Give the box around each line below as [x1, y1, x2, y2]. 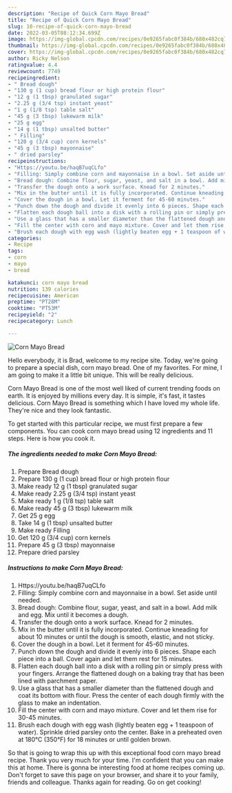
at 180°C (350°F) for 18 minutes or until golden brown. [17, 735, 171, 743]
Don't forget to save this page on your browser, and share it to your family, [8, 770, 219, 779]
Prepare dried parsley [17, 548, 80, 556]
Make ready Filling [17, 526, 71, 534]
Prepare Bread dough [17, 467, 79, 476]
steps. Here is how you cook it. [8, 434, 96, 442]
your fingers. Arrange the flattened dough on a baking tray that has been [17, 669, 224, 677]
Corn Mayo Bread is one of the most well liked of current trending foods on [8, 384, 221, 392]
